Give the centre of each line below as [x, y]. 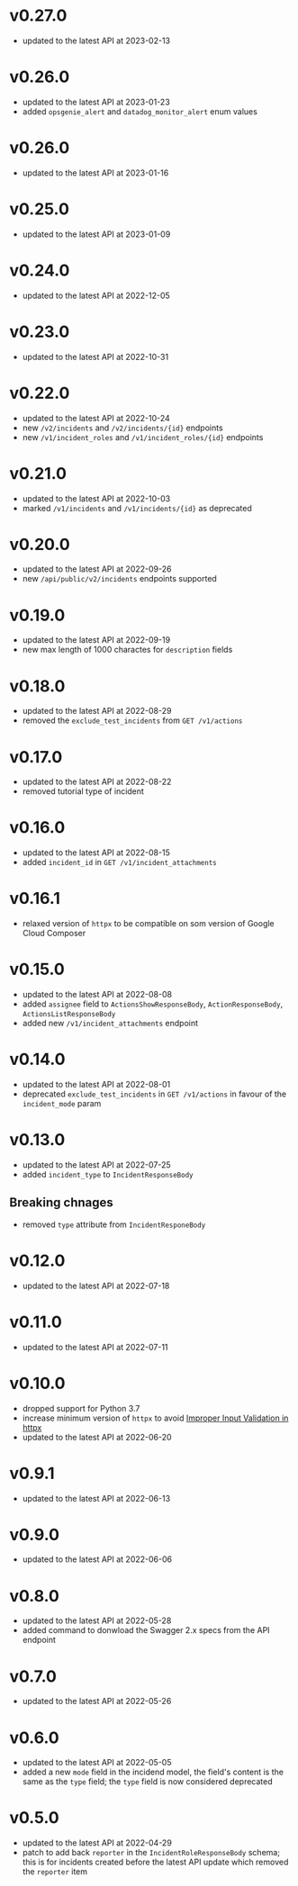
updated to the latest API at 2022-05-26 [97, 1701]
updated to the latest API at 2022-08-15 [96, 853]
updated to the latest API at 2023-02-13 [96, 41]
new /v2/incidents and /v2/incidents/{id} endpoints [122, 428]
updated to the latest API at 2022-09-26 [97, 569]
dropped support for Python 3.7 [81, 1408]
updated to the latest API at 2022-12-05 [96, 295]
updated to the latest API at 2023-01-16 [95, 173]
